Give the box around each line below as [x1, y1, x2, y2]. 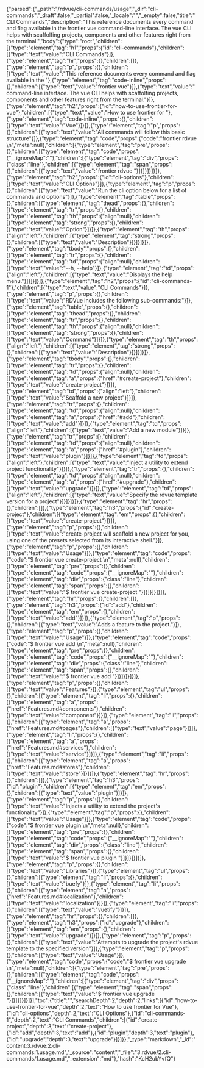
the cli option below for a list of [109, 187, 187, 194]
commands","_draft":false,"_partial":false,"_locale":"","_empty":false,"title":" [6, 12, 195, 19]
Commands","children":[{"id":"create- [65, 1016, 160, 1023]
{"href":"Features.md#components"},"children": [6, 705, 127, 712]
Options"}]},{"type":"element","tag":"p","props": [75, 180, 196, 187]
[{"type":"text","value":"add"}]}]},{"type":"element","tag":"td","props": [6, 420, 182, 427]
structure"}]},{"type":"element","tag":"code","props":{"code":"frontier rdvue [6, 135, 197, 142]
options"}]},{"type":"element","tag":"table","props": [46, 193, 175, 200]
